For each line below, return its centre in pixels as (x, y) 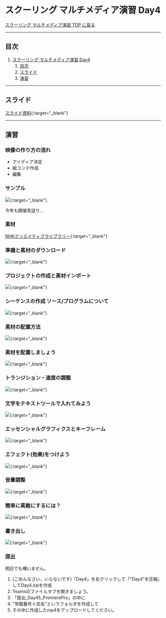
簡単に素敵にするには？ (33, 505)
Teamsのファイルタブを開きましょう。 (51, 591)
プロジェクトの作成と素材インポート (48, 276)
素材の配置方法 (23, 327)
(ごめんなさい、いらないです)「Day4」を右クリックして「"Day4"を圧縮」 (86, 579)
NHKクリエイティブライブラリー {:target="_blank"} (56, 236)
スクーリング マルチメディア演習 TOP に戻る (50, 25)
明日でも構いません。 (27, 568)
